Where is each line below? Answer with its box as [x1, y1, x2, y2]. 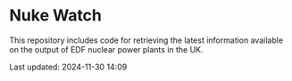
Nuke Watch [9, 5, 103, 26]
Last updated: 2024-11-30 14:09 [9, 61, 128, 72]
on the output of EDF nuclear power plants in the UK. [9, 44, 204, 54]
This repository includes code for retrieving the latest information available [9, 35, 284, 45]
